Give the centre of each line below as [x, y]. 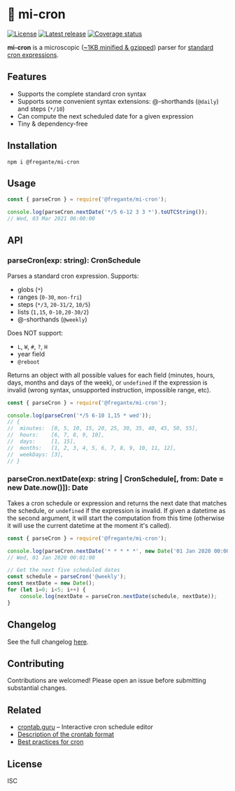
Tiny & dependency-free [52, 124]
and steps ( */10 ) [41, 109]
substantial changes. [37, 688]
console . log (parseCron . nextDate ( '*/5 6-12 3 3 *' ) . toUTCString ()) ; [108, 212]
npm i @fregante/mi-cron [43, 162]
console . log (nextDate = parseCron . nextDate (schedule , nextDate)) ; [119, 596]
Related [24, 710]
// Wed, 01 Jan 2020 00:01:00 [51, 557]
